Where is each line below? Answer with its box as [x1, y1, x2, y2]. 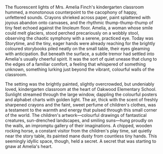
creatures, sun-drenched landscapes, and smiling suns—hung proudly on [5, 117, 153, 123]
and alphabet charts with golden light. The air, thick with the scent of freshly [5, 97, 159, 102]
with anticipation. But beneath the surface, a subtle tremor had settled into [5, 51, 155, 57]
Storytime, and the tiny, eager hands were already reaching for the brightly [5, 41, 155, 46]
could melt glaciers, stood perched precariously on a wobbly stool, [5, 30, 140, 36]
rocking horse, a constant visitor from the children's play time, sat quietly [5, 128, 152, 133]
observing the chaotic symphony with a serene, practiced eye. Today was [5, 35, 154, 41]
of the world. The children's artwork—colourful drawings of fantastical [5, 112, 147, 118]
